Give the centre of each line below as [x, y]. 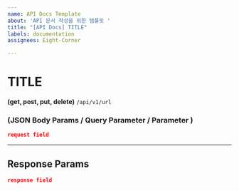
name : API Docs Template [44, 14]
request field [28, 135]
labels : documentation [41, 34]
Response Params [48, 164]
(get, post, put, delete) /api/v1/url [59, 102]
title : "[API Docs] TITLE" [47, 27]
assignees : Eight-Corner [44, 41]
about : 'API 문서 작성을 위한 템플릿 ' [59, 21]
